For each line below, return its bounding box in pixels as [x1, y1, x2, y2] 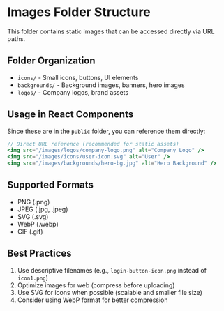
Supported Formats [7, 179, 94, 191]
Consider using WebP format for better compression [17, 296, 169, 304]
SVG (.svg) [17, 212, 49, 220]
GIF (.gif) [17, 227, 43, 236]
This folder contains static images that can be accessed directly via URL [7, 27, 215, 36]
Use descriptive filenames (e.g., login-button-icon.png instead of [17, 266, 207, 274]
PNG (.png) [17, 197, 50, 206]
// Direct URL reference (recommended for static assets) [7, 140, 179, 147]
